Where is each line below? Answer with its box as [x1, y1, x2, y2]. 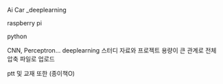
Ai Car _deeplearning [7, 6, 67, 14]
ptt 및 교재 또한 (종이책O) [7, 70, 75, 77]
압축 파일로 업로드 [7, 55, 55, 63]
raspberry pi [7, 19, 43, 27]
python [7, 32, 27, 40]
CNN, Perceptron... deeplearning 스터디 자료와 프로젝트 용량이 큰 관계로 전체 [7, 46, 217, 54]
